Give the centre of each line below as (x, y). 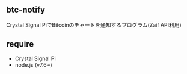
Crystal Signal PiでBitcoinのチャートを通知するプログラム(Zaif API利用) (94, 25)
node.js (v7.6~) (33, 64)
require (20, 44)
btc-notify (26, 10)
